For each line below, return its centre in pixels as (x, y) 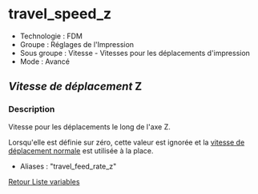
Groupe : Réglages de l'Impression (77, 44)
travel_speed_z (60, 14)
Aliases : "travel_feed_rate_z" (68, 166)
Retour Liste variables (44, 181)
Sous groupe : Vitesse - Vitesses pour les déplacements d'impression (135, 53)
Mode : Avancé (45, 61)
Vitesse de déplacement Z (75, 87)
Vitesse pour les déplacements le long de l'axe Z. (89, 127)
